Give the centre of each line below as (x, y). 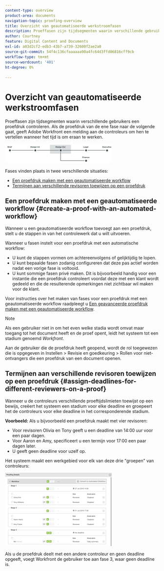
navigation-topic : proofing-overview (43, 21)
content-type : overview (29, 10)
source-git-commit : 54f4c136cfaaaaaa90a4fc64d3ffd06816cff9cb (70, 52)
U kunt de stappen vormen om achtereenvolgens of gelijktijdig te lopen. (84, 258)
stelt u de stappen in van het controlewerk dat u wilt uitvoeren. (68, 234)
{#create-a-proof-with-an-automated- (96, 209)
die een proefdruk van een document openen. (75, 358)
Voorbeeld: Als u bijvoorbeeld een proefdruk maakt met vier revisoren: (76, 421)
